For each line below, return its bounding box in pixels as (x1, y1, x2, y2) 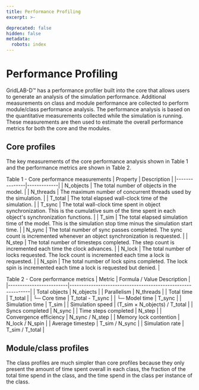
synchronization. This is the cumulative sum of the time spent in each (6, 207, 176, 214)
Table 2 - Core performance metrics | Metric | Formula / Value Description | (6, 275, 191, 282)
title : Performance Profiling (6, 8, 81, 15)
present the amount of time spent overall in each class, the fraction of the (6, 365, 186, 372)
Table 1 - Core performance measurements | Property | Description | (6, 175, 173, 183)
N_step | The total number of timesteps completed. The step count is (6, 238, 175, 246)
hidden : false (6, 30, 42, 36)
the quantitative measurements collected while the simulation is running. (6, 112, 184, 119)
